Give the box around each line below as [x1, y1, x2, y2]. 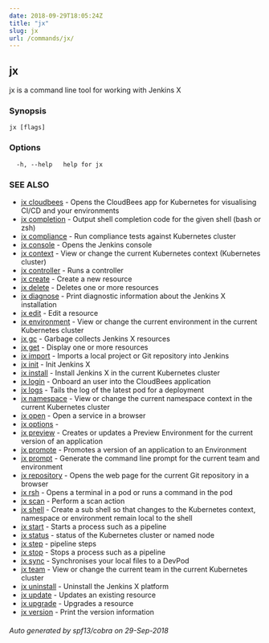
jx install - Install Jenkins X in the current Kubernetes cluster [20, 367, 220, 378]
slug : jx [9, 27, 39, 35]
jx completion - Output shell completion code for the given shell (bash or [20, 214, 262, 223]
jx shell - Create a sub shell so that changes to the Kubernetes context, [20, 504, 256, 514]
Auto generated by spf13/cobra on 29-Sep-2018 [9, 625, 169, 635]
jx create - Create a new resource [20, 274, 132, 284]
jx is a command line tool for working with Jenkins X [9, 85, 181, 95]
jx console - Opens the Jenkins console [20, 240, 153, 249]
